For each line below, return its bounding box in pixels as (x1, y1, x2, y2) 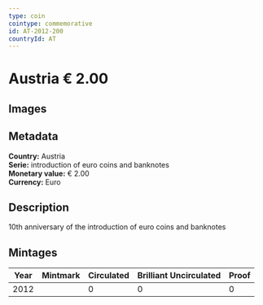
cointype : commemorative (8, 20, 93, 28)
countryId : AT (8, 34, 57, 43)
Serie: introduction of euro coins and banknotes (8, 159, 169, 169)
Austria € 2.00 (8, 70, 108, 88)
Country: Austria (8, 151, 66, 161)
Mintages (8, 246, 58, 259)
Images (8, 102, 47, 115)
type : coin (8, 11, 46, 20)
